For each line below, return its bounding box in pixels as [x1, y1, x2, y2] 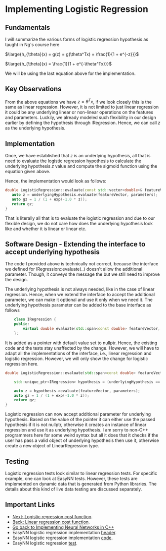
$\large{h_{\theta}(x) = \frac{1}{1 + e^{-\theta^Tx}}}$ [5, 61, 112, 66]
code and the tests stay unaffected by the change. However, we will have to [5, 345, 160, 351]
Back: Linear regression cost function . [12, 519, 90, 525]
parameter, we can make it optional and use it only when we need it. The [5, 297, 153, 303]
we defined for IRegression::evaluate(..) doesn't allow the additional [5, 266, 143, 272]
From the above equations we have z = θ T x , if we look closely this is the [5, 98, 152, 105]
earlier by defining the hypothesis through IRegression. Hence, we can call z [5, 120, 161, 126]
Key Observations [5, 85, 62, 93]
